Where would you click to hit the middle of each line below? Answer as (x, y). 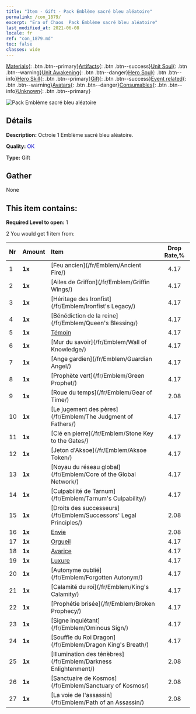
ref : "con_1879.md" (30, 39)
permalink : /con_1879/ (34, 17)
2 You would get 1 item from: (40, 234)
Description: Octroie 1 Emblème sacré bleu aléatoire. (70, 134)
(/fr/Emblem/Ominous (80, 628)
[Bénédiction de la (76, 316)
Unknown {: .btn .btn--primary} (54, 91)
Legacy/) (123, 306)
